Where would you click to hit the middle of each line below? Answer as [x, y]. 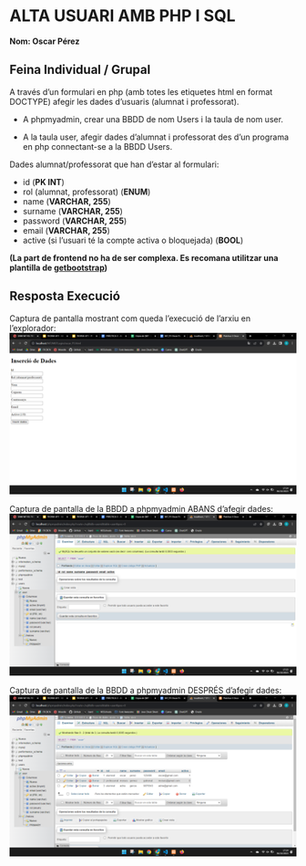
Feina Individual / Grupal [80, 70]
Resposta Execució [65, 296]
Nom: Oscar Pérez [45, 41]
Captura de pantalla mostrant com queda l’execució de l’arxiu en [130, 318]
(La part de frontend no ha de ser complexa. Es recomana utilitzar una [144, 257]
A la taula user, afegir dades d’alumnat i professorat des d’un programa [156, 137]
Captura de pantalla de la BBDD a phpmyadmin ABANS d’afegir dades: [141, 509]
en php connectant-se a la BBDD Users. [97, 146]
